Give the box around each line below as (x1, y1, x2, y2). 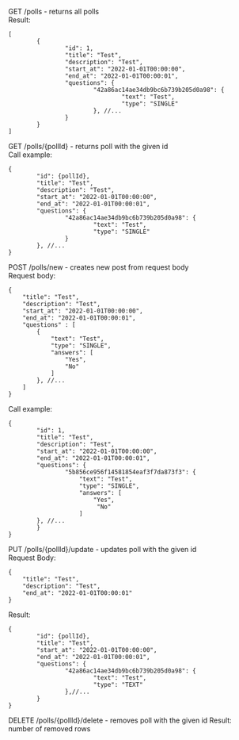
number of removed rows (8, 724, 91, 733)
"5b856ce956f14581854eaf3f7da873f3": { (64, 468, 196, 476)
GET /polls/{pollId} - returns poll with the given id (8, 142, 169, 151)
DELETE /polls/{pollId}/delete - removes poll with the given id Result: (8, 715, 232, 725)
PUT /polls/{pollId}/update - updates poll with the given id (8, 545, 197, 554)
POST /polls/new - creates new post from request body (8, 263, 189, 272)
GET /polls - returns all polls (8, 7, 100, 16)
